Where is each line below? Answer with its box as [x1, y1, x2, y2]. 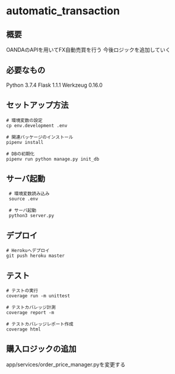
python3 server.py [8, 213, 55, 219]
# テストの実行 [6, 288, 39, 294]
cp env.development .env [6, 122, 68, 128]
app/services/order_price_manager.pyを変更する [6, 361, 126, 368]
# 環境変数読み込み [8, 191, 50, 197]
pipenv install [6, 139, 44, 145]
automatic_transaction [6, 4, 120, 18]
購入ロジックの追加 [6, 344, 77, 354]
